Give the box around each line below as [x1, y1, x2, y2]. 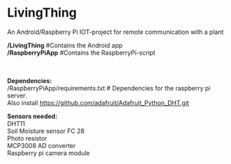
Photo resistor [7, 134, 47, 143]
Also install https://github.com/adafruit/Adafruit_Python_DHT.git [7, 98, 190, 107]
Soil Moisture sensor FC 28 [7, 127, 85, 135]
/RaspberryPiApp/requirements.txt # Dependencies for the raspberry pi [7, 84, 211, 92]
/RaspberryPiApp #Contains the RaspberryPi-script [7, 48, 156, 57]
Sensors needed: [7, 112, 57, 120]
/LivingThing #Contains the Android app [7, 41, 123, 49]
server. [7, 91, 28, 100]
